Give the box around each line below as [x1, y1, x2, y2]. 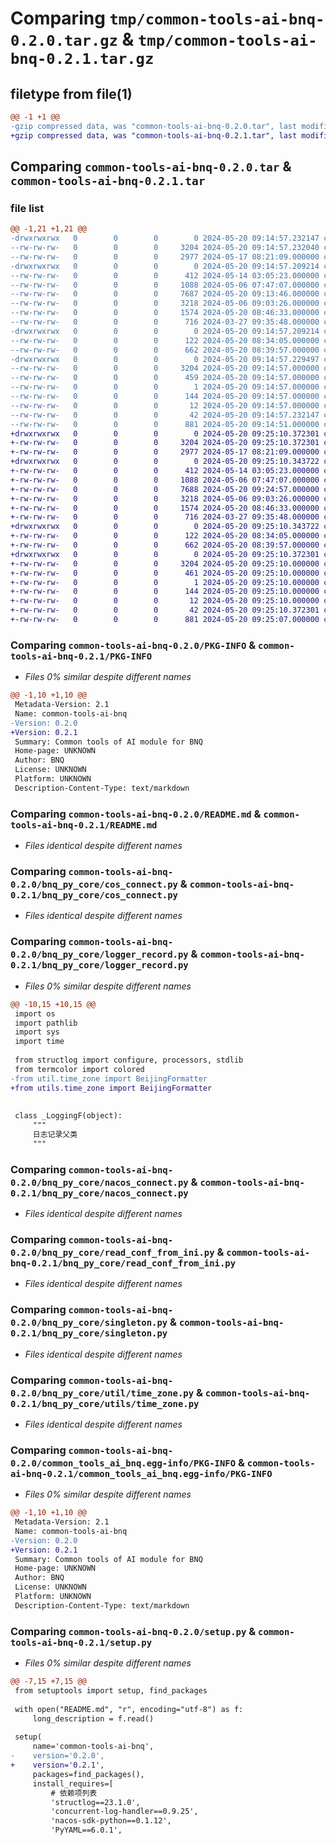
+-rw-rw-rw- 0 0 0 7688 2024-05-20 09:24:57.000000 [10, 484, 320, 494]
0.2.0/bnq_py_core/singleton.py [10, 1317, 168, 1329]
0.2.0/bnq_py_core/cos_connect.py [10, 879, 178, 891]
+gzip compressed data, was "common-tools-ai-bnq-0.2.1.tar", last [10, 130, 298, 141]
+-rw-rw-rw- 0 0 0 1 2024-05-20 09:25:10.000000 [10, 577, 320, 587]
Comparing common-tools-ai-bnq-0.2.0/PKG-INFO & [10, 638, 257, 652]
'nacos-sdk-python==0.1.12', [50, 1816, 172, 1826]
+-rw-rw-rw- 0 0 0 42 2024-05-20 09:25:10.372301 [10, 605, 320, 616]
